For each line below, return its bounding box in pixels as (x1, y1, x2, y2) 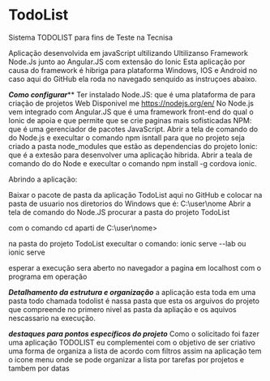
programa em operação (8, 272, 88, 281)
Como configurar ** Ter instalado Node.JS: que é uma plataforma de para (8, 89, 255, 99)
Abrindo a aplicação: (8, 174, 78, 184)
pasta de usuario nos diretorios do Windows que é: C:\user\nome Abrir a (8, 199, 251, 208)
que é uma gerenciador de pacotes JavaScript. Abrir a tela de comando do (8, 124, 258, 134)
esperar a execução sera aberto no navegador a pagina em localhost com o (8, 263, 262, 272)
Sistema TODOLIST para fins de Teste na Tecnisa (8, 32, 173, 42)
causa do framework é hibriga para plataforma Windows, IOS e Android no (8, 65, 258, 75)
